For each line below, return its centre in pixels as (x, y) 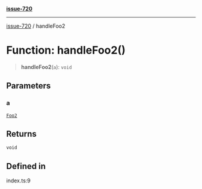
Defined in (26, 166)
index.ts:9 (19, 181)
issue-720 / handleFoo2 (36, 26)
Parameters (29, 86)
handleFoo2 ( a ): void (46, 67)
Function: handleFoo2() (66, 50)
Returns (22, 134)
